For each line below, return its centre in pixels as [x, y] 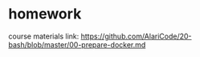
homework [45, 14]
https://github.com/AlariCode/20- [136, 36]
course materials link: [44, 36]
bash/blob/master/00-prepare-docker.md [77, 44]
